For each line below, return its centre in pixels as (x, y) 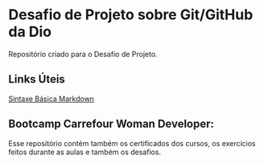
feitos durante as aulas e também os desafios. (85, 152)
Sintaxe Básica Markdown (52, 99)
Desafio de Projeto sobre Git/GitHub (131, 15)
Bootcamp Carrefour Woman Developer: (111, 124)
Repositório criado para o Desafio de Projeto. (83, 54)
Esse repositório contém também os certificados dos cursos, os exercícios (132, 143)
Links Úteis (37, 79)
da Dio (30, 32)
